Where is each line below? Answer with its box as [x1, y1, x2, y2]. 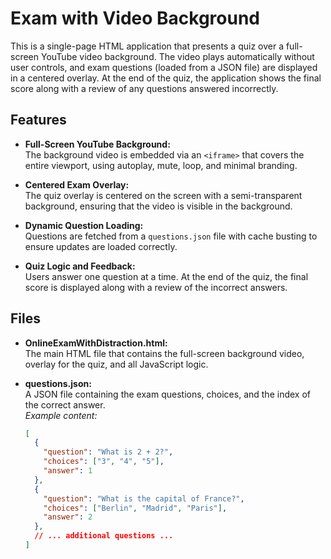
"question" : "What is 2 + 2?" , [43, 447, 174, 457]
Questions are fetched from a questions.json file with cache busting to [24, 230, 318, 242]
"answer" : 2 [43, 512, 93, 522]
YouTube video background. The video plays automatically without [40, 50, 315, 62]
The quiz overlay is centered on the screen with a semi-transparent [24, 189, 303, 201]
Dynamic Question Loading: [24, 219, 144, 231]
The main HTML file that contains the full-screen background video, [24, 347, 305, 359]
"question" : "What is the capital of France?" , [43, 493, 245, 504]
